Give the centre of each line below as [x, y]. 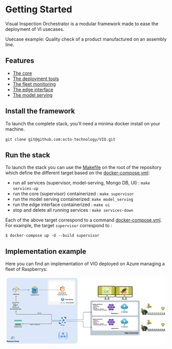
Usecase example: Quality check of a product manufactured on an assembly [86, 39]
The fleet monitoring [34, 84]
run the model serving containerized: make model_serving [73, 199]
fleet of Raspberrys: [26, 269]
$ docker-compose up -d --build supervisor [52, 236]
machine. [15, 129]
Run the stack [28, 155]
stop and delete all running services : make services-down [73, 210]
